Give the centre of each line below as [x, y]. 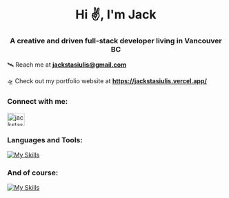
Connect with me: [38, 102]
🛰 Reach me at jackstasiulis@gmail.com [67, 65]
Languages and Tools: [45, 140]
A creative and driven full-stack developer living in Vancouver [116, 41]
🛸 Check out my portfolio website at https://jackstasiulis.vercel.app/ [107, 81]
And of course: [33, 173]
